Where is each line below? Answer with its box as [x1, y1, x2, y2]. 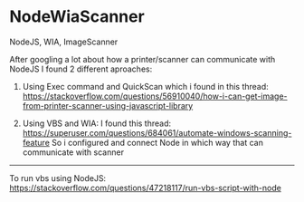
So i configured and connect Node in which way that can [51, 137, 264, 148]
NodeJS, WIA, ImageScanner [9, 36, 119, 47]
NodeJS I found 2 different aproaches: [9, 63, 153, 74]
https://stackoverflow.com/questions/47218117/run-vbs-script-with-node [9, 182, 282, 193]
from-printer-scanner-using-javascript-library [22, 100, 194, 111]
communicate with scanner [22, 147, 125, 158]
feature [22, 137, 50, 148]
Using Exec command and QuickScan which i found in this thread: [22, 81, 269, 91]
